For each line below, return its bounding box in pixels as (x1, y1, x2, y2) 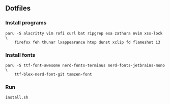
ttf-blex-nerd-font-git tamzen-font (14, 72, 93, 77)
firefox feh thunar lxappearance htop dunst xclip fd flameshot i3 (14, 40, 160, 45)
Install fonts (5, 51, 36, 58)
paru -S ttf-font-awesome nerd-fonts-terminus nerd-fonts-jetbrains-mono (5, 63, 165, 68)
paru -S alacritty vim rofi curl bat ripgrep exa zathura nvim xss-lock (5, 30, 163, 36)
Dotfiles (5, 4, 31, 13)
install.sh (5, 95, 29, 100)
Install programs (5, 19, 47, 26)
